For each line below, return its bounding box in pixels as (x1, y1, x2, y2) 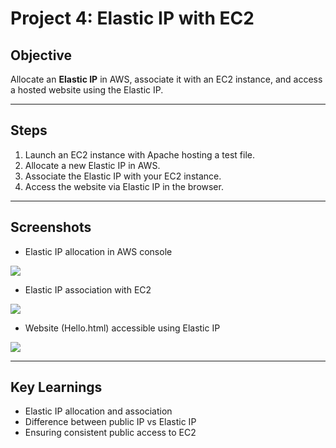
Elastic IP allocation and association (24, 405, 173, 417)
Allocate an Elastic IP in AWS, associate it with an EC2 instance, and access (10, 73, 323, 85)
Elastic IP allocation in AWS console (24, 245, 173, 257)
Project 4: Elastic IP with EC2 (10, 7, 255, 30)
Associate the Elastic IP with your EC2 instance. (24, 170, 222, 182)
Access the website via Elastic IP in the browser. (24, 180, 224, 192)
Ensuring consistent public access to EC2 (24, 427, 197, 439)
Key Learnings (10, 379, 103, 396)
